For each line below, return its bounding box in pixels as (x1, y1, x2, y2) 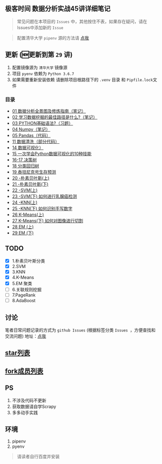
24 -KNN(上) (12, 199, 38, 205)
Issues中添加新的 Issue (16, 24, 64, 30)
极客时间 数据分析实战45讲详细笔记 (5, 4, 111, 13)
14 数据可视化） (12, 144, 44, 150)
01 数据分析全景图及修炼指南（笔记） (12, 108, 86, 114)
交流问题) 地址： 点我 (5, 333, 47, 339)
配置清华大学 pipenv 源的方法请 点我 (16, 35, 89, 40)
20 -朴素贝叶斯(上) (12, 175, 49, 181)
